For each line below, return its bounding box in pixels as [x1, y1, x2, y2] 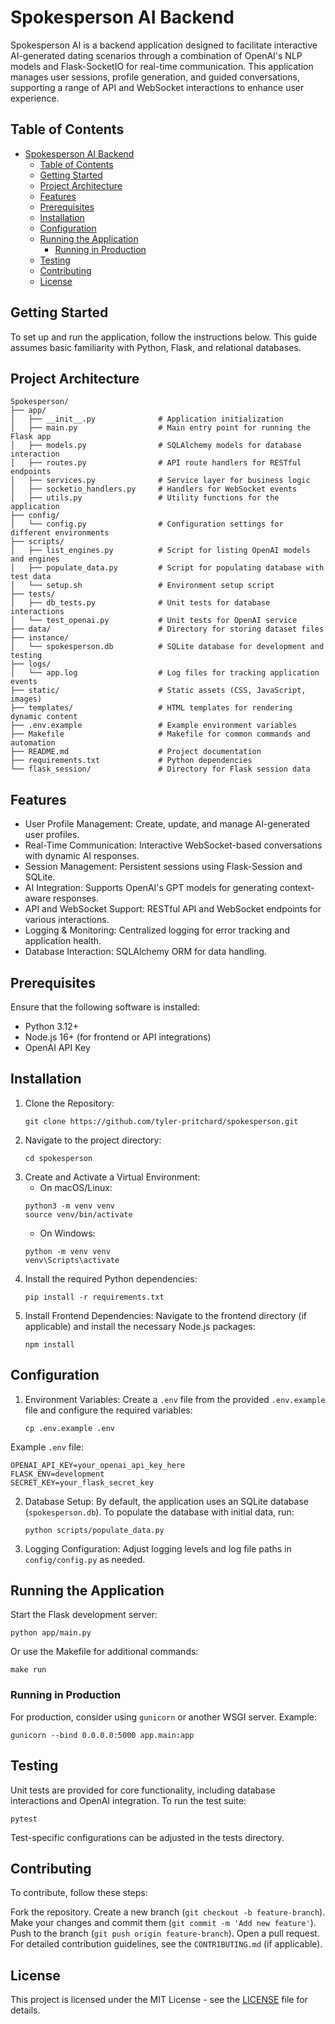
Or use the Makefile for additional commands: [10, 1646, 199, 1658]
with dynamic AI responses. [24, 850, 140, 862]
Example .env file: [10, 1441, 84, 1453]
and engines [10, 554, 60, 565]
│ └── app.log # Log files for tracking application [10, 668, 320, 678]
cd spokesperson [24, 1153, 93, 1163]
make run [10, 1665, 47, 1675]
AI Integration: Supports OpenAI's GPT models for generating [24, 882, 278, 894]
